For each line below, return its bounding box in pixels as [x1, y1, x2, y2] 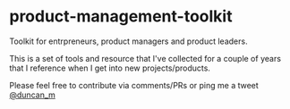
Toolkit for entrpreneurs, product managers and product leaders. [9, 36, 248, 46]
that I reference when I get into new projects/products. [9, 63, 210, 73]
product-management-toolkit [9, 6, 233, 27]
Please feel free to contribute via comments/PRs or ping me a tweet [9, 80, 260, 90]
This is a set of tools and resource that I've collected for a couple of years [9, 53, 282, 63]
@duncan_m [9, 89, 56, 100]
